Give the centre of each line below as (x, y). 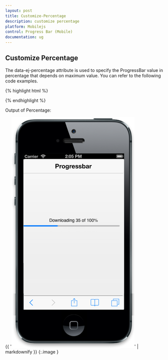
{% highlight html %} (27, 91)
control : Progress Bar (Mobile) (39, 32)
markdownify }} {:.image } (32, 351)
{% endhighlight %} (26, 100)
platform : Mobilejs (26, 27)
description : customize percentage (42, 21)
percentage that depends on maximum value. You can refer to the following (83, 75)
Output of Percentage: (28, 110)
